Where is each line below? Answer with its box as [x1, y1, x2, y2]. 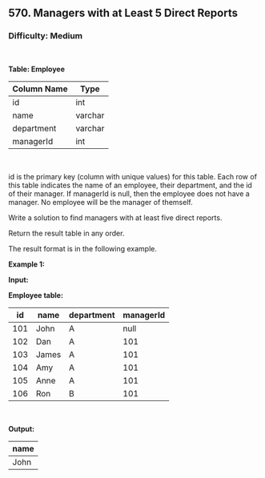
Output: [8, 424, 34, 433]
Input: [8, 275, 29, 284]
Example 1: [8, 259, 46, 269]
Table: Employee [8, 64, 66, 74]
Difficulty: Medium [8, 30, 83, 42]
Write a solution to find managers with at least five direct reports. [8, 212, 223, 223]
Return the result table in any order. [8, 228, 125, 238]
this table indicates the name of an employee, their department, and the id [8, 180, 252, 190]
